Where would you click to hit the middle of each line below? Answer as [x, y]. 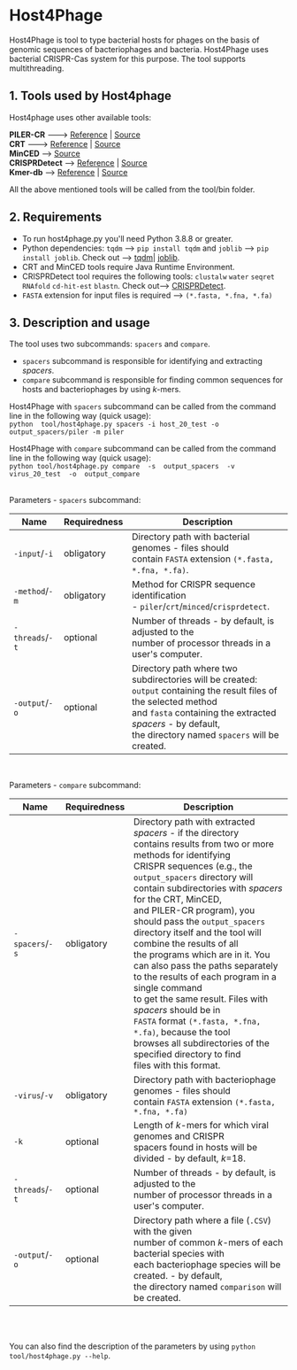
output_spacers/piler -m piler [67, 432]
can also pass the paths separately [206, 966]
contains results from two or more [204, 844]
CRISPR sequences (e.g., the [194, 866]
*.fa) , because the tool [182, 1033]
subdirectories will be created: [195, 680]
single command [168, 988]
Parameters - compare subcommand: [75, 786]
